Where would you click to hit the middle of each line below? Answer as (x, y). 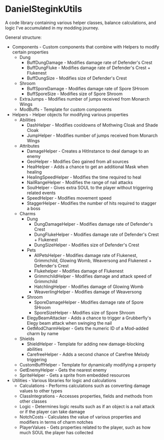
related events (41, 193)
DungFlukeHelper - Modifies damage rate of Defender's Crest (96, 234)
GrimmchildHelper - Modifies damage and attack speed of (93, 276)
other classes (33, 401)
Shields (27, 338)
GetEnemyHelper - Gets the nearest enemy (63, 370)
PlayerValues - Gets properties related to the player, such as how (85, 427)
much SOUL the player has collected (56, 432)
